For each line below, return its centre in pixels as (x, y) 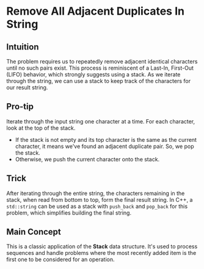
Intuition (23, 47)
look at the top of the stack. (41, 128)
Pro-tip (20, 107)
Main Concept (34, 232)
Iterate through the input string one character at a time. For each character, (101, 121)
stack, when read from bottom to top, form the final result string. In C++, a (100, 199)
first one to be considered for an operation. (60, 260)
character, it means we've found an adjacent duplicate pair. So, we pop (104, 146)
